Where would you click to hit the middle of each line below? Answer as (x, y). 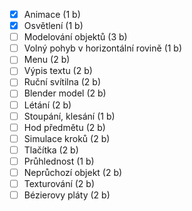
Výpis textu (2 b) (58, 71)
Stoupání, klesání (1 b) (69, 116)
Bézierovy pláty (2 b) (67, 195)
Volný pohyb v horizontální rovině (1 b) (103, 48)
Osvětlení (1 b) (53, 26)
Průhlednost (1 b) (59, 161)
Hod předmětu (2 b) (64, 127)
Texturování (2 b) (59, 183)
